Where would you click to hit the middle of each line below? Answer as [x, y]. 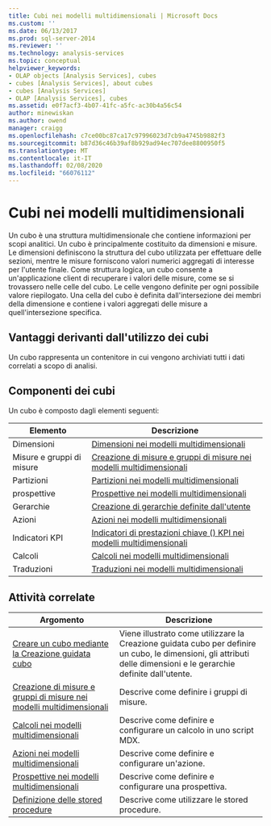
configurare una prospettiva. [173, 787]
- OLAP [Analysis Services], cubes [68, 98]
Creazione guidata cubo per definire [188, 644]
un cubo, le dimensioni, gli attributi [184, 654]
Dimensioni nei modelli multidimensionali [169, 444]
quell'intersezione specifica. [55, 312]
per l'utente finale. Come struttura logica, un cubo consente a [110, 269]
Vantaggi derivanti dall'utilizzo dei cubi [109, 338]
